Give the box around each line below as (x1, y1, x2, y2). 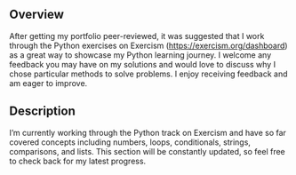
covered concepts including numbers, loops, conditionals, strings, (9, 137, 252, 147)
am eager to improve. (9, 77, 88, 88)
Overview (9, 7, 65, 22)
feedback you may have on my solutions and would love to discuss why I (9, 59, 276, 69)
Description (9, 104, 76, 119)
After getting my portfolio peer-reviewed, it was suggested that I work (9, 30, 265, 41)
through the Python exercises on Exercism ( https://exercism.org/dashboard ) (9, 40, 288, 51)
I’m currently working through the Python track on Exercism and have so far (9, 127, 287, 138)
